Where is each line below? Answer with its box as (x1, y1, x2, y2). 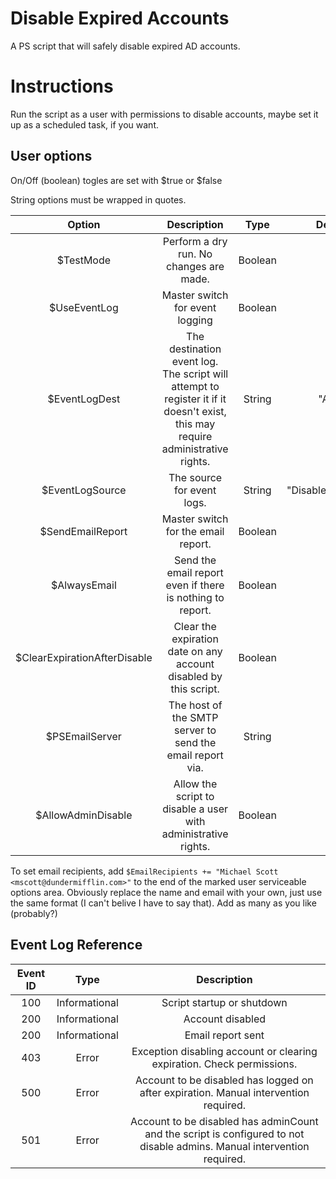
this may (175, 417, 216, 431)
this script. (170, 682, 220, 696)
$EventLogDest (47, 392, 121, 406)
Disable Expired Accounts (10, 7, 230, 30)
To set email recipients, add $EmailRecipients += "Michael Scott (10, 865, 279, 877)
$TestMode (56, 253, 112, 267)
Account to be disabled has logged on (135, 1073, 314, 1087)
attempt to (171, 379, 220, 393)
